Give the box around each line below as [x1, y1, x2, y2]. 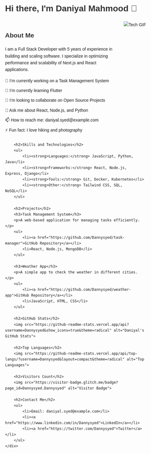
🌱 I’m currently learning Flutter [5, 88, 62, 94]
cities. [122, 270, 138, 275]
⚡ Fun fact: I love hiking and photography [5, 127, 83, 132]
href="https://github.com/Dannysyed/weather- [37, 287, 132, 292]
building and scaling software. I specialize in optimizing [5, 53, 108, 59]
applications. [5, 67, 29, 73]
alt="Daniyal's [113, 328, 145, 333]
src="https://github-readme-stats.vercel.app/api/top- [24, 351, 138, 356]
